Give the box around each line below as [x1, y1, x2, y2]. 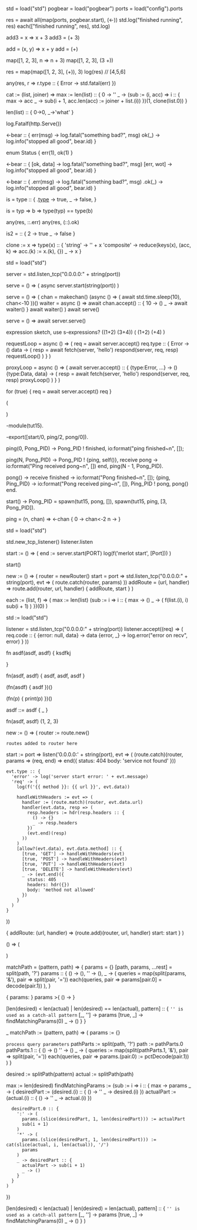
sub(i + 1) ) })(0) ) [6, 603, 48, 610]
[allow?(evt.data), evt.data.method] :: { [16, 846, 122, 852]
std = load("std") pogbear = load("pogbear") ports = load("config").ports [6, 5, 183, 12]
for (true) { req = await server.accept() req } [6, 388, 112, 395]
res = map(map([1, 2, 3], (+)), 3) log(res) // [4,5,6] [6, 68, 126, 75]
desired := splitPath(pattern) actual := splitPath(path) [6, 1071, 134, 1078]
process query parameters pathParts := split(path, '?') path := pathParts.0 [6, 1040, 183, 1047]
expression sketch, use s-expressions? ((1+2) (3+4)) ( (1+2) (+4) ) [6, 329, 166, 335]
